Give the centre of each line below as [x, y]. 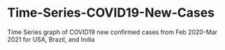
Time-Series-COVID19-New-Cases [111, 13]
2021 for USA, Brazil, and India [51, 39]
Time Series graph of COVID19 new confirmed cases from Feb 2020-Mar [112, 32]
